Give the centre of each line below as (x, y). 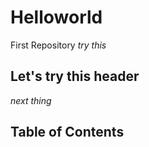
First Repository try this (58, 45)
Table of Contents (67, 132)
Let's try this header (75, 76)
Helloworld (56, 17)
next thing (31, 100)
